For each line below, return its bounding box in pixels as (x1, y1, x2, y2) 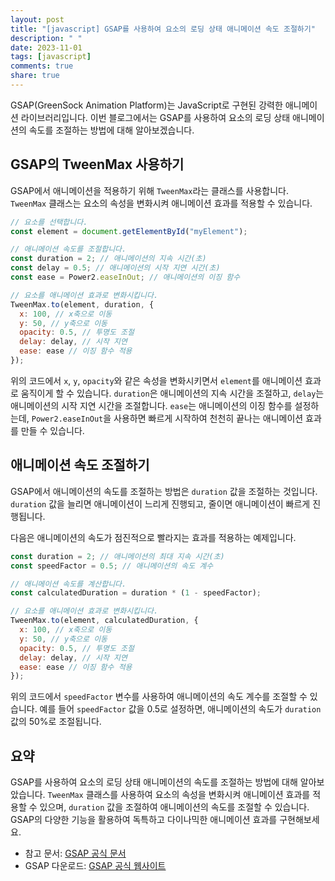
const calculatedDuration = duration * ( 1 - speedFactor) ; (10, 588, 262, 598)
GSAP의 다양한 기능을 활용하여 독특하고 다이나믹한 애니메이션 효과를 (10, 814, 278, 826)
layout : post (10, 14, 65, 25)
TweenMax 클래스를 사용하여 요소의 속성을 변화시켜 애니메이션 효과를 (47, 789, 311, 801)
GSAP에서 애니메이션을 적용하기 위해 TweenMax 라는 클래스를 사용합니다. (10, 184, 289, 196)
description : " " (10, 33, 83, 43)
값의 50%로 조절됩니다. (10, 716, 102, 728)
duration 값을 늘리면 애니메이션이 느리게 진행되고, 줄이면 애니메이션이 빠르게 (10, 497, 311, 510)
